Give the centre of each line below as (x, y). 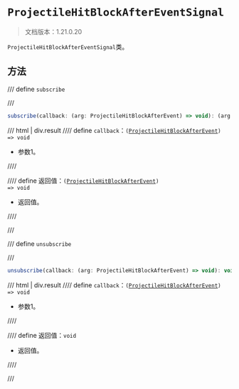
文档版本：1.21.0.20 (53, 31)
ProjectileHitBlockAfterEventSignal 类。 (68, 47)
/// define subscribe (36, 89)
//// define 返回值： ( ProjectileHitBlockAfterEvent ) (83, 181)
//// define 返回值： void (42, 335)
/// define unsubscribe (39, 243)
